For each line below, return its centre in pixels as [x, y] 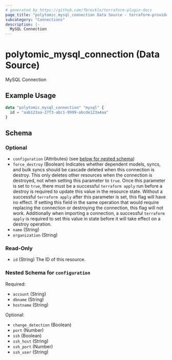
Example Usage [31, 96]
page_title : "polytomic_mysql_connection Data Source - [66, 15]
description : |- [23, 24]
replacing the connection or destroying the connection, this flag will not [88, 208]
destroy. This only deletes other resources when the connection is [82, 175]
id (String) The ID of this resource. [49, 259]
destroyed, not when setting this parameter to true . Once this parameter [89, 181]
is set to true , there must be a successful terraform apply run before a [88, 186]
